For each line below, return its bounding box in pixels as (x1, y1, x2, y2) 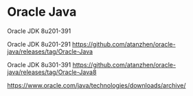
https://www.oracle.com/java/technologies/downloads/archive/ (7, 81, 186, 89)
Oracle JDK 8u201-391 (7, 27, 71, 35)
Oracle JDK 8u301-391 (7, 60, 71, 69)
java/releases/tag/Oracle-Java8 (7, 68, 97, 76)
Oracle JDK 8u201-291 (7, 40, 71, 48)
